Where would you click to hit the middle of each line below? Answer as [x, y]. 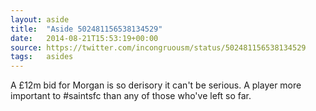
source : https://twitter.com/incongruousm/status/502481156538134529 [158, 47]
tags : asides [42, 57]
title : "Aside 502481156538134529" [86, 29]
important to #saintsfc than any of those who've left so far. [131, 96]
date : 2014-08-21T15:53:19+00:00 [84, 38]
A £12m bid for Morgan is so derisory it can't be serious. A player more [156, 85]
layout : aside [40, 19]
